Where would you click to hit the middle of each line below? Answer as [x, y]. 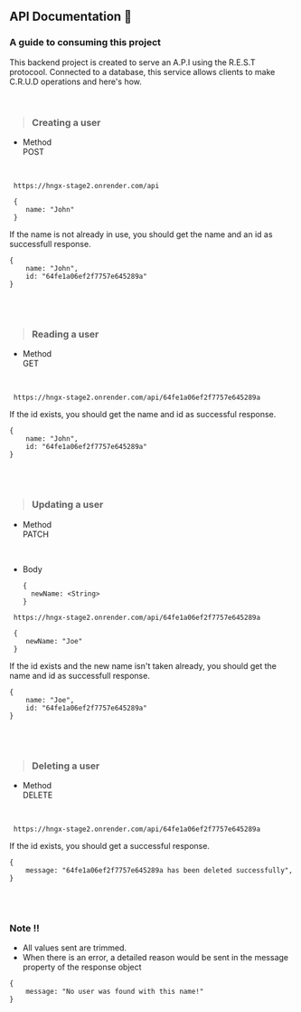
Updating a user [67, 505]
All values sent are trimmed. [75, 948]
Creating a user [66, 122]
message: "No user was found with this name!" [115, 992]
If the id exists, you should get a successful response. [110, 845]
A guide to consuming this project [85, 43]
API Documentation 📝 [71, 17]
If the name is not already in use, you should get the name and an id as [141, 234]
